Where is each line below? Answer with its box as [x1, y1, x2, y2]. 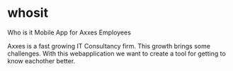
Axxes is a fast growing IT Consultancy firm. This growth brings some [7, 41, 211, 50]
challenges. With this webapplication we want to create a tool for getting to [7, 49, 227, 58]
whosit [7, 5, 48, 21]
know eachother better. [7, 56, 76, 65]
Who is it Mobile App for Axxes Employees [7, 28, 131, 37]
